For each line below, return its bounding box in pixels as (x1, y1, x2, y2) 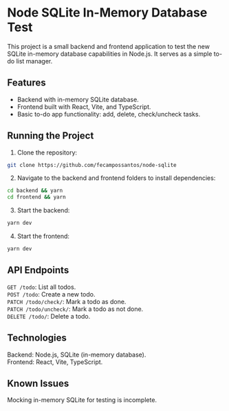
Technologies (7, 332, 67, 344)
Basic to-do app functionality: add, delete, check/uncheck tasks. (17, 110, 201, 118)
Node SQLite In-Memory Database (7, 5, 208, 21)
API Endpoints (7, 264, 69, 277)
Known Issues (7, 377, 69, 389)
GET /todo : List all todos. (7, 283, 76, 291)
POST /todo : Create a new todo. (7, 290, 96, 298)
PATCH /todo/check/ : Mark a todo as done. (7, 297, 127, 305)
